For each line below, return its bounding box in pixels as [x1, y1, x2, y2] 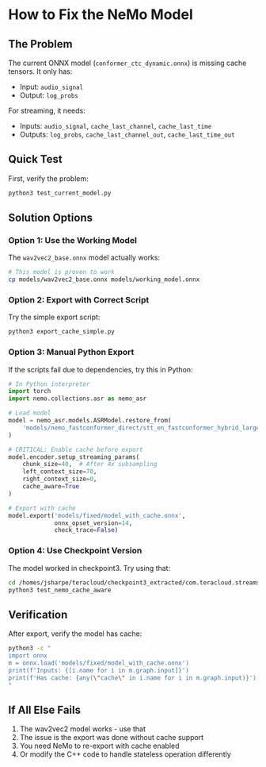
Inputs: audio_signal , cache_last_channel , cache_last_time [19, 121, 212, 130]
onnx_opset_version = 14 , [54, 518, 133, 527]
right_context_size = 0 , [22, 475, 97, 484]
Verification [8, 607, 68, 621]
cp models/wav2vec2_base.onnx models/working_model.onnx [8, 276, 200, 283]
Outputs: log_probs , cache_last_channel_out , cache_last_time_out [19, 129, 235, 139]
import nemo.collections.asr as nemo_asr [8, 395, 147, 403]
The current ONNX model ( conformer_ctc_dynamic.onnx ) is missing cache [8, 58, 247, 67]
